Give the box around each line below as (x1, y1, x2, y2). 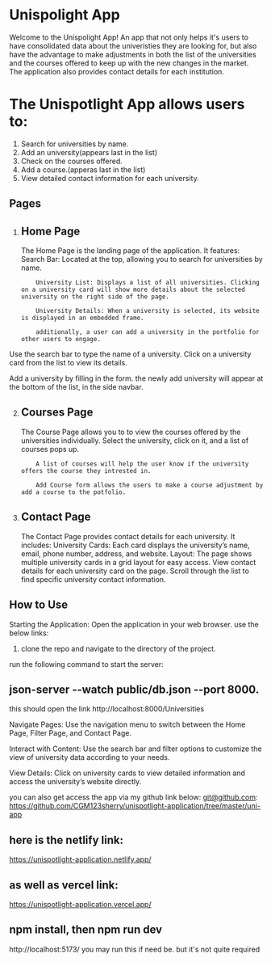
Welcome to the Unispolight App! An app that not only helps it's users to (9, 32, 249, 42)
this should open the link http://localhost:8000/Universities (9, 704, 205, 714)
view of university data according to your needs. (9, 753, 170, 762)
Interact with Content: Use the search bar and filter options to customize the (9, 744, 262, 753)
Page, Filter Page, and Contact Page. (9, 728, 132, 738)
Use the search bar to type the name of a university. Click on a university (9, 349, 252, 359)
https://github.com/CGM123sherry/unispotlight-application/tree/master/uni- (9, 801, 261, 811)
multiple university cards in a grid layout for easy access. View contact (20, 557, 256, 567)
